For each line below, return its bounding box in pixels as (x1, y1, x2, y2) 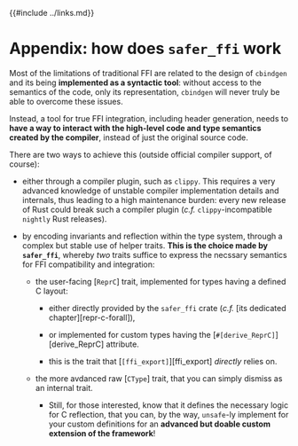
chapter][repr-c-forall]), (48, 312, 136, 323)
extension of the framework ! (48, 427, 156, 438)
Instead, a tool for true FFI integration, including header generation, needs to (9, 113, 289, 123)
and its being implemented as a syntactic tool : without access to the (9, 77, 262, 88)
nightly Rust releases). (21, 213, 107, 224)
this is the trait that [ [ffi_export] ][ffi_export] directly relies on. (48, 356, 278, 366)
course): (9, 159, 40, 169)
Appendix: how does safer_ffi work (9, 39, 282, 59)
